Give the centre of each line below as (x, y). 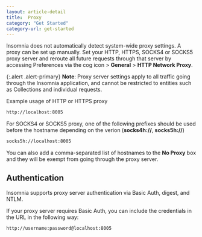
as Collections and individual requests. (54, 90)
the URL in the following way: (43, 217)
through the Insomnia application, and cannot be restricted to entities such (99, 83)
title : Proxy (24, 17)
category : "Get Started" (37, 23)
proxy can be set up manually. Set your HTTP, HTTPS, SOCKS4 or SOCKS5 (100, 52)
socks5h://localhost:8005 (39, 141)
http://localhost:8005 (35, 112)
